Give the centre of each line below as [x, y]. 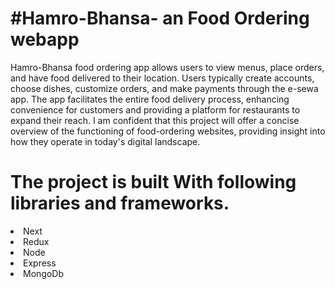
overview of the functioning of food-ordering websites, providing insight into [168, 131]
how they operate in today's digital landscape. [105, 141]
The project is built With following [153, 182]
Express [40, 263]
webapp [45, 39]
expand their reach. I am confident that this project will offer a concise [155, 120]
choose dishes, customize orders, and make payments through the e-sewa [164, 88]
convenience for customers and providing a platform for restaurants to [155, 109]
